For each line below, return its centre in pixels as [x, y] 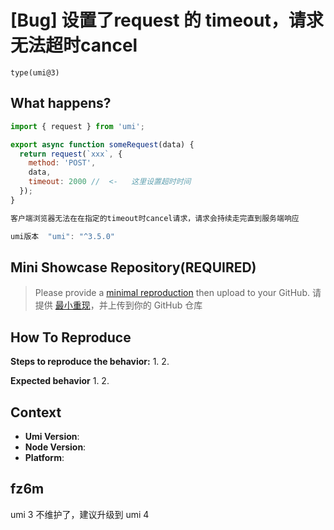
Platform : [44, 457]
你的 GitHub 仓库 [168, 305]
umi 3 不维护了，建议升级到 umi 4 [80, 514]
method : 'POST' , [62, 163]
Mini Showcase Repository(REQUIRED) [133, 267]
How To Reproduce [71, 337]
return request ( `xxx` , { [71, 154]
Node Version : [55, 447]
